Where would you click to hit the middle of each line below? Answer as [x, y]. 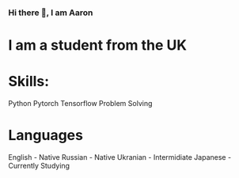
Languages [46, 136]
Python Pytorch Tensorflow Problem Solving [80, 104]
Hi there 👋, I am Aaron [51, 13]
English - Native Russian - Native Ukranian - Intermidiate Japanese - [120, 157]
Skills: [29, 81]
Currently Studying [39, 165]
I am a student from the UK [98, 45]
